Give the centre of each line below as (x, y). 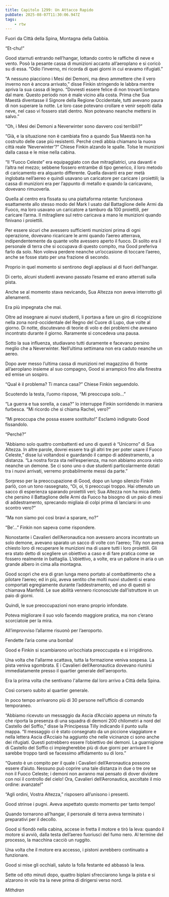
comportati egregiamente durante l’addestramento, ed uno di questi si (78, 585)
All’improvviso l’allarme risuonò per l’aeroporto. (54, 631)
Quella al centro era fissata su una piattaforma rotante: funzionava (74, 199)
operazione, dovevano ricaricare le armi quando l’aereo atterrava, (73, 236)
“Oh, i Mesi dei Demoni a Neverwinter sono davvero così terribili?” (74, 126)
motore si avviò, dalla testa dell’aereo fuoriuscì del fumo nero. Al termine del (84, 835)
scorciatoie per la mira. (29, 621)
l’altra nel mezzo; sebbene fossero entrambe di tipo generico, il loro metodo (84, 167)
